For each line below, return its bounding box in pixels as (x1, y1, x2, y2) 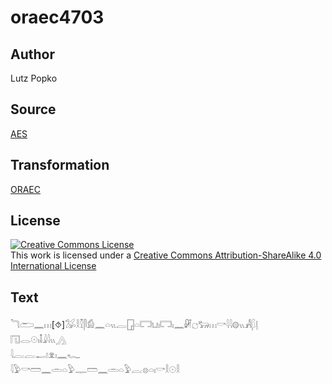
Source (10, 101, 57, 118)
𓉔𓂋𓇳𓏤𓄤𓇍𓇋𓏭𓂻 (10, 334, 67, 346)
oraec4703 (10, 6, 105, 29)
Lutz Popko (10, 72, 58, 84)
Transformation (10, 157, 110, 174)
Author (10, 46, 55, 63)
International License (10, 260, 97, 272)
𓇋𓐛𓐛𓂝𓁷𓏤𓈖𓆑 (10, 349, 81, 361)
